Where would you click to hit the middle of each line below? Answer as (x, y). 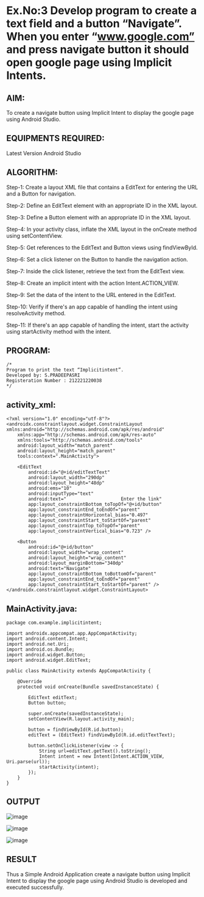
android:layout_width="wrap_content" (76, 553)
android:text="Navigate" (60, 569)
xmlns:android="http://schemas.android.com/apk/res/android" (86, 430)
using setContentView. (34, 235)
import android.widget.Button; (46, 655)
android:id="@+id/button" (61, 547)
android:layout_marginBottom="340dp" (76, 563)
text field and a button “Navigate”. (94, 24)
